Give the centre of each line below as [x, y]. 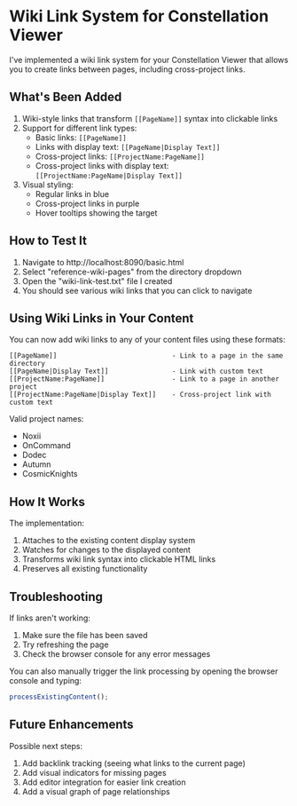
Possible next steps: [46, 746]
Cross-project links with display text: [102, 165]
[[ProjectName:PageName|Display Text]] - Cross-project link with [141, 395]
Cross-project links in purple [87, 203]
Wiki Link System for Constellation [139, 16]
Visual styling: [47, 185]
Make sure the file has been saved [85, 635]
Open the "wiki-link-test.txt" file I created [97, 281]
